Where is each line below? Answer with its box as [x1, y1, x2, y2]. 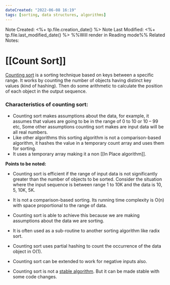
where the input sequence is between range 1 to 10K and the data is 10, [12, 181, 162, 187]
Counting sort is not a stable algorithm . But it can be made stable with [12, 268, 160, 274]
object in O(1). [12, 248, 42, 254]
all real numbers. [12, 129, 48, 135]
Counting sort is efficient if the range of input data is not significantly [12, 170, 158, 177]
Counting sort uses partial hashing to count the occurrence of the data [12, 243, 162, 249]
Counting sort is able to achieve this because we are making [12, 212, 140, 218]
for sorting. [12, 145, 37, 151]
